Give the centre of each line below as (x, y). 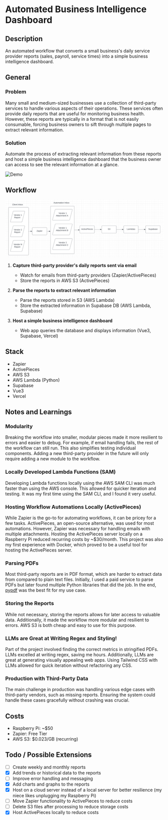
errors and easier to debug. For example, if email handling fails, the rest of (82, 443)
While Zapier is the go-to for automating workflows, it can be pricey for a (81, 518)
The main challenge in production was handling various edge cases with (80, 690)
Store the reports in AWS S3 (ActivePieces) (65, 280)
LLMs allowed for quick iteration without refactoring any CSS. (69, 665)
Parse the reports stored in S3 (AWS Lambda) (67, 300)
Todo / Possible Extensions (49, 755)
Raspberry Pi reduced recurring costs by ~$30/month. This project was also (84, 539)
